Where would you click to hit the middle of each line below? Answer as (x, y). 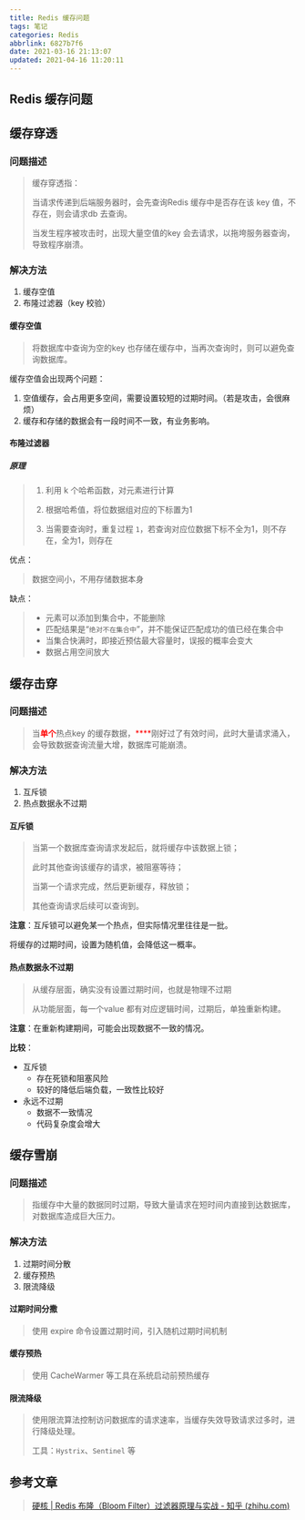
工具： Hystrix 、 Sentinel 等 (84, 1451)
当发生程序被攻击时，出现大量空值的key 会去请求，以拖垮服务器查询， (163, 233)
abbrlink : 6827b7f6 (46, 43)
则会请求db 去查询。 (94, 214)
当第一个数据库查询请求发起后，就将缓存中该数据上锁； (135, 848)
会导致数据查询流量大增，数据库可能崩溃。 (112, 744)
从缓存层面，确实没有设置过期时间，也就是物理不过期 (132, 989)
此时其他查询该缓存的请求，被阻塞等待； (107, 867)
